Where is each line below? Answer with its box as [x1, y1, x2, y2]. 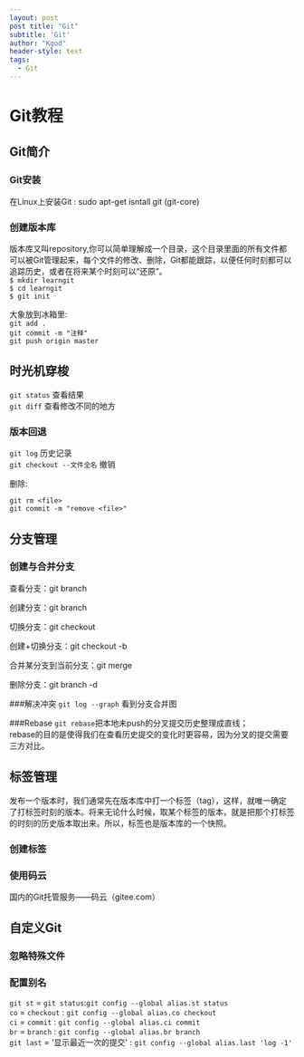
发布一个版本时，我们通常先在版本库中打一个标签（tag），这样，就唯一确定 [9, 794, 288, 806]
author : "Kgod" [9, 38, 67, 48]
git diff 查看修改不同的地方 [9, 400, 116, 411]
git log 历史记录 [9, 447, 72, 458]
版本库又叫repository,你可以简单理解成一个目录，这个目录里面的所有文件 [9, 244, 280, 255]
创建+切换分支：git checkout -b [9, 640, 128, 651]
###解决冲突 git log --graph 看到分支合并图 [9, 698, 177, 709]
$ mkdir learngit [9, 276, 75, 285]
